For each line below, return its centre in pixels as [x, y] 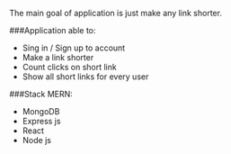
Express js [41, 121]
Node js [37, 140]
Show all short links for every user [85, 77]
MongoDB [41, 111]
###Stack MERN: [41, 94]
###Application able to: [53, 30]
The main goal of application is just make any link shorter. [116, 13]
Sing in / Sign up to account [74, 48]
